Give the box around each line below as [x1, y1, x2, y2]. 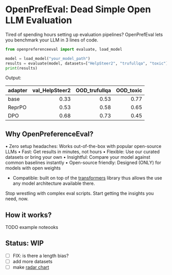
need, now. [5, 196, 29, 202]
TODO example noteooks [5, 224, 58, 230]
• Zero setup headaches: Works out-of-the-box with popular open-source [5, 143, 162, 150]
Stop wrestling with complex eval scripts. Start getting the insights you [5, 191, 154, 197]
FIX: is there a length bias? [12, 252, 69, 259]
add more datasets [12, 258, 53, 264]
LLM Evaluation [5, 14, 72, 26]
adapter [8, 87, 28, 94]
